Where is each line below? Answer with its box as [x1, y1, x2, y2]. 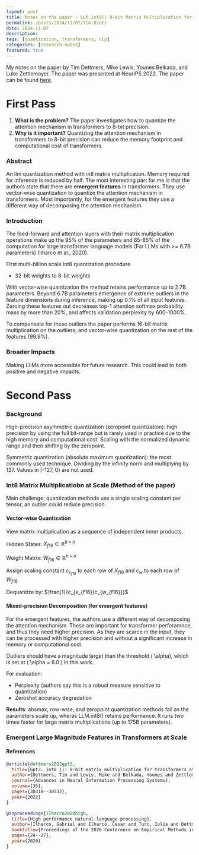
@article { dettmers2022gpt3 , [6, 761, 76, 767]
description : [6, 31, 38, 37]
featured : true [6, 48, 44, 53]
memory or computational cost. [6, 641, 83, 648]
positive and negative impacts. [6, 368, 81, 375]
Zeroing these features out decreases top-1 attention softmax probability [6, 302, 184, 310]
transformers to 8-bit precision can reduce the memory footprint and [14, 135, 183, 143]
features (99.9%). [6, 333, 49, 340]
